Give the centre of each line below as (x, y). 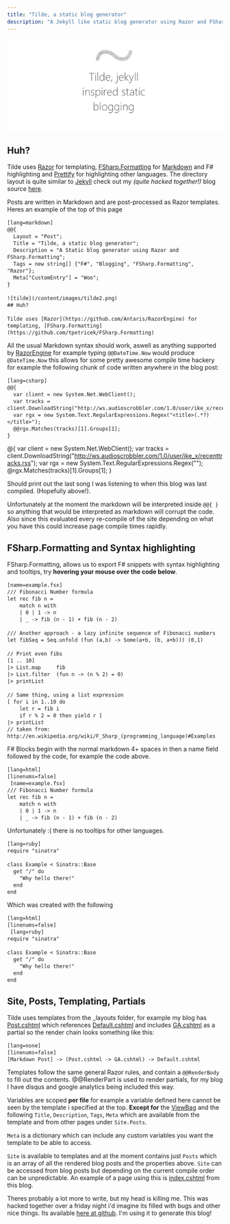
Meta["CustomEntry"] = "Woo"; (56, 278)
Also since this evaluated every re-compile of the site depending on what (110, 519)
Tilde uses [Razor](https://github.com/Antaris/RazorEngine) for (102, 319)
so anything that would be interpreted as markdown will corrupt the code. (111, 512)
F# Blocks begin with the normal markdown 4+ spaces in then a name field (113, 749)
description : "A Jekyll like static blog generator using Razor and (107, 22)
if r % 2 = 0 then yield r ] (61, 716)
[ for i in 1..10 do (37, 702)
